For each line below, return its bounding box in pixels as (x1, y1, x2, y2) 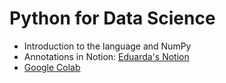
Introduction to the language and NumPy (23, 40, 192, 52)
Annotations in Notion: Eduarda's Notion (23, 50, 190, 62)
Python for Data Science (9, 7, 216, 30)
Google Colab (23, 61, 81, 73)
